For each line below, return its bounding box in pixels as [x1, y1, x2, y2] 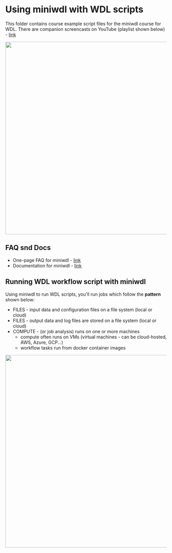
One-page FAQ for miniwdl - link [12, 257, 81, 263]
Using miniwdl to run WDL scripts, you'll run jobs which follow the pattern [5, 291, 161, 297]
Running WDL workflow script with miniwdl [5, 277, 146, 286]
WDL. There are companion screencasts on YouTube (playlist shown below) [5, 26, 165, 32]
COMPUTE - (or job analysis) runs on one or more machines [12, 328, 140, 334]
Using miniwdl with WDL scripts [5, 4, 144, 15]
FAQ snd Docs [5, 243, 51, 252]
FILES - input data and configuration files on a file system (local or [12, 307, 153, 313]
